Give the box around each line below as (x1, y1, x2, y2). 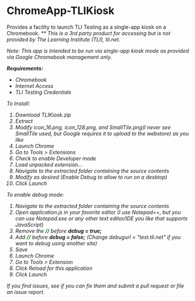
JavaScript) (15, 221, 44, 228)
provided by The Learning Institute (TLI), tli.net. (6, 36, 121, 43)
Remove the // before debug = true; (15, 227, 102, 234)
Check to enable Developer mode (15, 155, 97, 162)
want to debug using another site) (15, 240, 97, 247)
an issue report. (6, 288, 45, 295)
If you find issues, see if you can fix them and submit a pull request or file (6, 282, 184, 289)
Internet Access (15, 82, 54, 89)
